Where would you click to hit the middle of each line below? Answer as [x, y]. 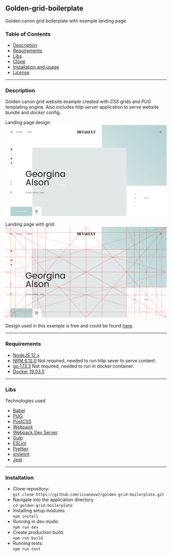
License [21, 73]
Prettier [20, 449]
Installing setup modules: [39, 511]
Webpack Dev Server [35, 432]
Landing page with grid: [30, 224]
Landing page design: [28, 122]
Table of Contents [28, 34]
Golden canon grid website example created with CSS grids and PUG [78, 101]
